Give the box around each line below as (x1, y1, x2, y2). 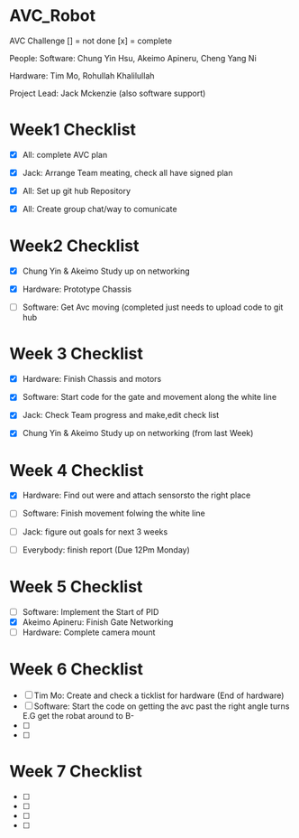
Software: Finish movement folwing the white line (22, 507, 205, 519)
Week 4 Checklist (9, 460, 144, 480)
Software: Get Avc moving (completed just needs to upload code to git (22, 302, 284, 312)
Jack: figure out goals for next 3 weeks (22, 526, 168, 537)
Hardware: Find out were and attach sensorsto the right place (22, 489, 251, 501)
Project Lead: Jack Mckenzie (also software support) (9, 88, 206, 98)
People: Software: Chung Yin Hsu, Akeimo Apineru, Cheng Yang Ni (9, 52, 257, 63)
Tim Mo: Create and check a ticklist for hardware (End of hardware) (33, 690, 285, 701)
